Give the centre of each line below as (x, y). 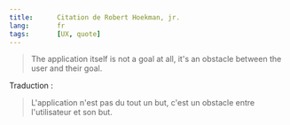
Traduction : (31, 86)
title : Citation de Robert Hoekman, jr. (94, 17)
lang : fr (37, 26)
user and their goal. (67, 68)
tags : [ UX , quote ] (55, 34)
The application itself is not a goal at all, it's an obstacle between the (156, 59)
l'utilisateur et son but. (71, 113)
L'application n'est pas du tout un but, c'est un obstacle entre (143, 103)
